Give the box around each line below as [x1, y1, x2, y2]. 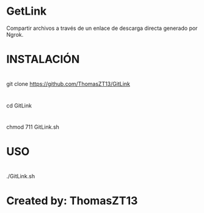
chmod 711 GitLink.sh [6, 123, 60, 131]
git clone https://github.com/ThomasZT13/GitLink [6, 81, 130, 88]
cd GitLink [6, 102, 32, 109]
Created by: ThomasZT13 [6, 194, 138, 208]
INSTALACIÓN [6, 52, 80, 67]
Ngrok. [6, 31, 24, 38]
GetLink [6, 4, 47, 18]
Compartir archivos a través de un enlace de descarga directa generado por [6, 24, 198, 32]
